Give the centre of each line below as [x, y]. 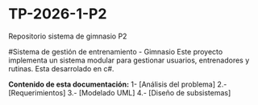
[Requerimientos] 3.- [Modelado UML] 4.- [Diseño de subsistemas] [120, 92]
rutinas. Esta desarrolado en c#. [61, 68]
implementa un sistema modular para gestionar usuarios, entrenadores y [129, 60]
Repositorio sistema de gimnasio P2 [68, 36]
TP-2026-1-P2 [58, 14]
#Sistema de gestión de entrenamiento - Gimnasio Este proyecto [116, 51]
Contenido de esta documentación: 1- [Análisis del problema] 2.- [118, 84]
